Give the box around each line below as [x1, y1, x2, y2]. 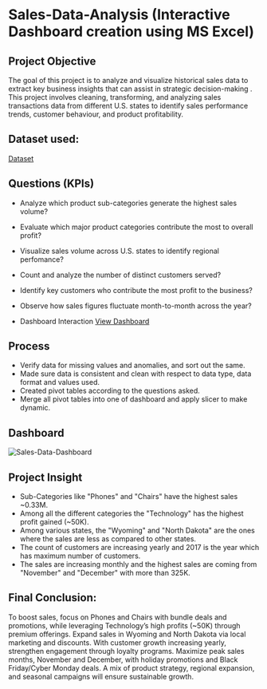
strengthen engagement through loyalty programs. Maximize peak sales [8, 646, 245, 655]
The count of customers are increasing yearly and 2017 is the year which [19, 543, 260, 552]
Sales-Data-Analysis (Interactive [8, 6, 230, 24]
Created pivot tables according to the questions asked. [19, 386, 201, 396]
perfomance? [19, 254, 64, 264]
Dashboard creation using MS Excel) [8, 22, 255, 41]
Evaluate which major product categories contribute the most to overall [19, 222, 253, 232]
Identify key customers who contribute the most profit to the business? [19, 285, 253, 295]
